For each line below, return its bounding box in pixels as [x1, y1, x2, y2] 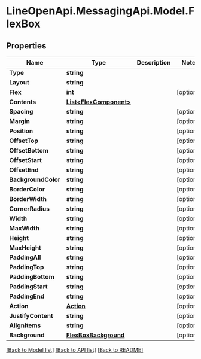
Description [136, 59, 171, 66]
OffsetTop [9, 136, 39, 145]
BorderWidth [9, 195, 47, 203]
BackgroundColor [9, 175, 61, 184]
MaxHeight [9, 244, 42, 252]
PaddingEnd [9, 292, 45, 300]
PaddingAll [9, 253, 41, 261]
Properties [6, 41, 47, 51]
